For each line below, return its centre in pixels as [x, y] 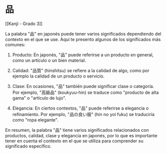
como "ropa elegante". [35, 120]
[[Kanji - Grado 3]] [24, 23]
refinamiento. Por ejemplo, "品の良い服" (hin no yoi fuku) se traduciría [83, 114]
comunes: [15, 44]
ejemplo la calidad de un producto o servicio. [58, 76]
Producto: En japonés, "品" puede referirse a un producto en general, [83, 55]
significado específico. [28, 146]
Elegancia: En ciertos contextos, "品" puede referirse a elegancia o [80, 108]
